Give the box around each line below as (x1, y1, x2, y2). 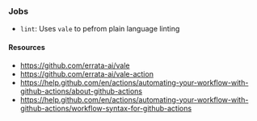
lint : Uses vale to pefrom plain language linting (19, 24, 180, 34)
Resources (8, 42, 46, 52)
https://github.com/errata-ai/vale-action (19, 69, 154, 78)
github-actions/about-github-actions (19, 86, 143, 96)
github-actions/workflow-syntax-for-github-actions (19, 103, 192, 113)
